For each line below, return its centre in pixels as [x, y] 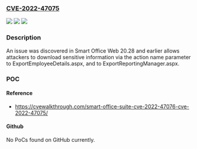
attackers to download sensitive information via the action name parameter [99, 57]
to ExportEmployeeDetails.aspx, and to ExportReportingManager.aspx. [93, 63]
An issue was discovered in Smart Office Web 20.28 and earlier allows [93, 51]
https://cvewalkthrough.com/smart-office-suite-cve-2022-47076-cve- [102, 107]
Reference [19, 93]
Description [24, 38]
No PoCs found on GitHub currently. [51, 139]
